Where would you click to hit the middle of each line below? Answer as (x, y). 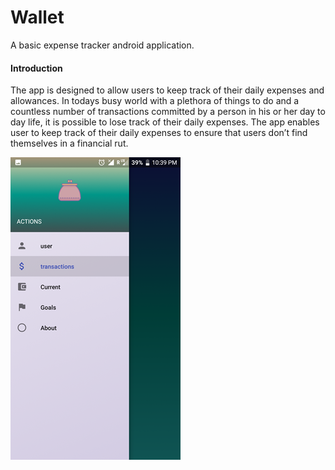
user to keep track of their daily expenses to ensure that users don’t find (159, 133)
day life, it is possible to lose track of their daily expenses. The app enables (165, 122)
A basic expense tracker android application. (102, 45)
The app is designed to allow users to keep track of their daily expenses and (167, 90)
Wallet (37, 17)
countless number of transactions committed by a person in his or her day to (168, 112)
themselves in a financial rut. (69, 143)
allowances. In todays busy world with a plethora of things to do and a (155, 101)
